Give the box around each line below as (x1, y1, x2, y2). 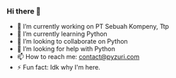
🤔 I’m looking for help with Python (16, 45, 116, 53)
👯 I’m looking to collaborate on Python (16, 37, 128, 46)
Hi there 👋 (6, 6, 42, 16)
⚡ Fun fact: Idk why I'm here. (16, 63, 100, 72)
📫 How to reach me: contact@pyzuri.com (16, 53, 140, 61)
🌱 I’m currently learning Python (16, 30, 107, 38)
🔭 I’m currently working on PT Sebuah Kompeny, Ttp (16, 22, 170, 31)
